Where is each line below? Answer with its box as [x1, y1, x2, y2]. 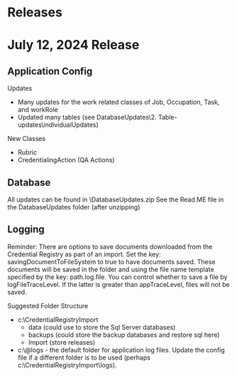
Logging [7, 224, 45, 236]
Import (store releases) [28, 338, 96, 346]
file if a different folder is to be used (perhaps [17, 353, 151, 362]
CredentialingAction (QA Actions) [17, 156, 115, 164]
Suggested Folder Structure [7, 301, 89, 310]
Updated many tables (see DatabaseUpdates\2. [17, 113, 158, 122]
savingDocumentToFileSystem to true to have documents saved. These [7, 257, 216, 266]
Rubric [17, 148, 38, 157]
